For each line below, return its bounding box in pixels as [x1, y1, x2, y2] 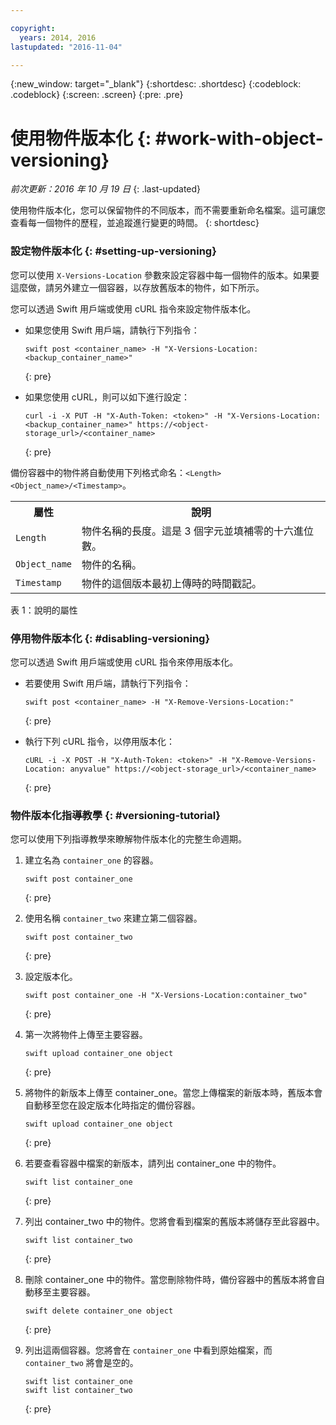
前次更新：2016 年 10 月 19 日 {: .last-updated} [10, 183, 202, 195]
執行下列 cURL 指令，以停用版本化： [24, 735, 176, 747]
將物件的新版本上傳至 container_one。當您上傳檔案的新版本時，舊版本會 [24, 1087, 323, 1099]
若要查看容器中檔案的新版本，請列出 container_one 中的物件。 [24, 1157, 282, 1170]
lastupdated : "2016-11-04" [10, 42, 123, 52]
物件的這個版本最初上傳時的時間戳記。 [81, 576, 263, 590]
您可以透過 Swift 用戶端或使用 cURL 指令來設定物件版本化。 [10, 302, 257, 315]
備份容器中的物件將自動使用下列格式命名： [10, 466, 186, 478]
